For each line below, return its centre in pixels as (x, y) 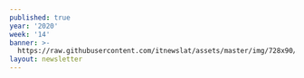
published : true (40, 17)
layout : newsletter (46, 59)
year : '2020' (34, 26)
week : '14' (30, 34)
